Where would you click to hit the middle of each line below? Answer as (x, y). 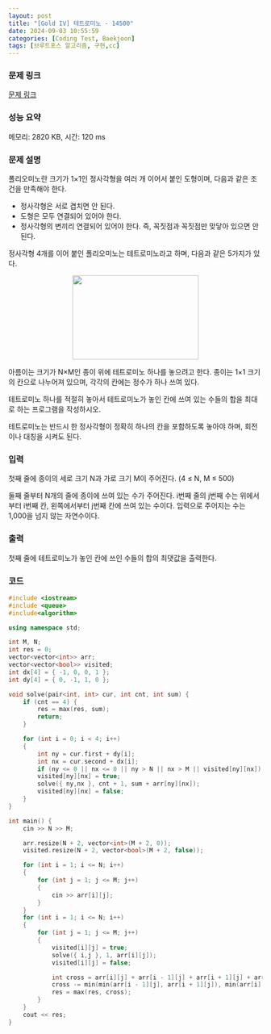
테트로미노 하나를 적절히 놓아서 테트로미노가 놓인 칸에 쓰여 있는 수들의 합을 (126, 400)
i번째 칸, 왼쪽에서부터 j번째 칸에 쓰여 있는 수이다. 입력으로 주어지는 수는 (134, 506)
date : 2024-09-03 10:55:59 (54, 31)
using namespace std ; (45, 628)
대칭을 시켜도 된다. (52, 437)
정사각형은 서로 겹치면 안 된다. (67, 206)
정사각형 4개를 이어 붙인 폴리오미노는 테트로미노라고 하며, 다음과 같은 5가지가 (130, 253)
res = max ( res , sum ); (74, 710)
